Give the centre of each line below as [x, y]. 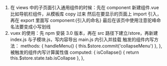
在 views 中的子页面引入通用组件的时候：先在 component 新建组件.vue [85, 7]
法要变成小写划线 [33, 27]
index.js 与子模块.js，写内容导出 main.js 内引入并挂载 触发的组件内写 [82, 39]
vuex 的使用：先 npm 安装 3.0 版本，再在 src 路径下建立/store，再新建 [84, 33]
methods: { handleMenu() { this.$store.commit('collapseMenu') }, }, [91, 46]
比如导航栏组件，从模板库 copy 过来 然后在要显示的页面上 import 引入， [86, 14]
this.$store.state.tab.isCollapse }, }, [47, 58]
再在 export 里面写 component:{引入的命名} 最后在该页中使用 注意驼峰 [83, 20]
